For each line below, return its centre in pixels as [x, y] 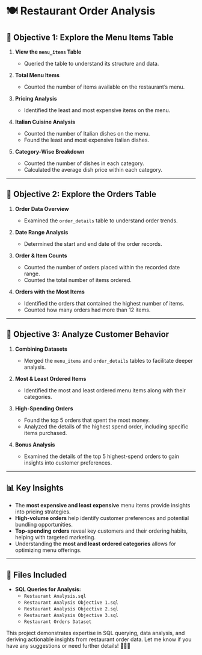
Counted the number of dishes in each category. [84, 163]
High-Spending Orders [44, 408]
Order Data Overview [42, 208]
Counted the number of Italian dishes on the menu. [87, 133]
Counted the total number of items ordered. [78, 280]
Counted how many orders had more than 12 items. [87, 310]
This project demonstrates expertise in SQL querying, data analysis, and [96, 633]
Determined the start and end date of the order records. [93, 243]
